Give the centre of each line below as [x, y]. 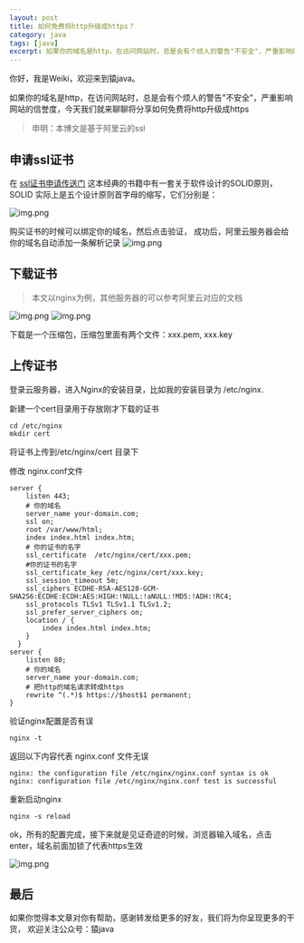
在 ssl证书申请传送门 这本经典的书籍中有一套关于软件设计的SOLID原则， [143, 183]
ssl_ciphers [48, 588]
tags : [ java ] [34, 43]
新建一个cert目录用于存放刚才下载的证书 [85, 408]
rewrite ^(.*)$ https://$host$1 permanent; [109, 695]
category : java [38, 34]
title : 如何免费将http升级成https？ [72, 26]
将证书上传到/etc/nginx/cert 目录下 [74, 452]
